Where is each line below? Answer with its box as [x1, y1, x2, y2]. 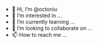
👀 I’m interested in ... [11, 12, 62, 19]
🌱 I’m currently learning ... [11, 18, 75, 25]
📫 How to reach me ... [11, 32, 67, 38]
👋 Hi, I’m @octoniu [11, 6, 58, 12]
